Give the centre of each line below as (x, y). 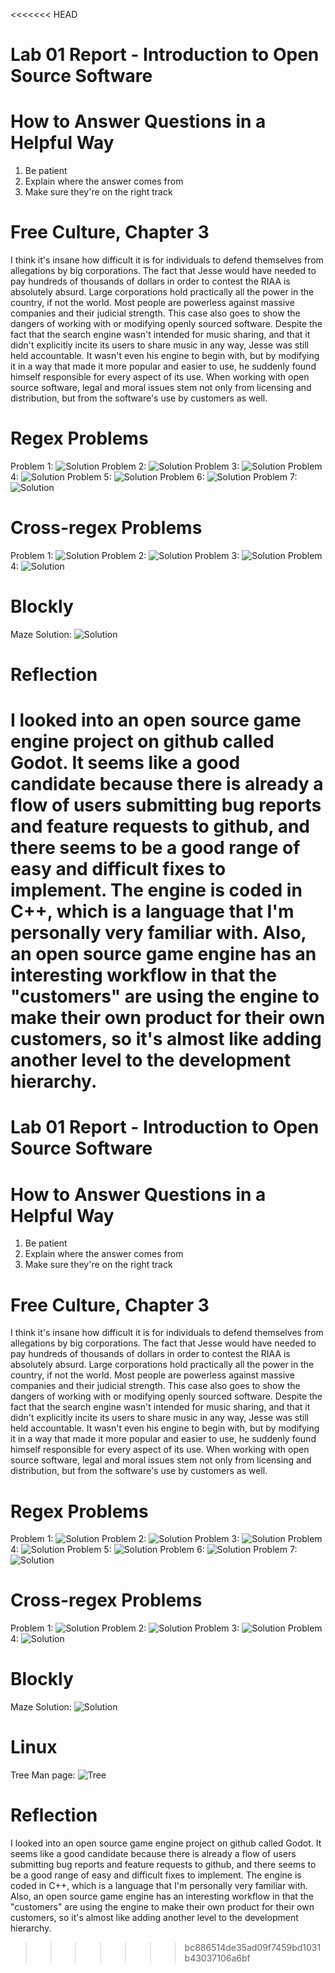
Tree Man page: (43, 1775)
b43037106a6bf (217, 1958)
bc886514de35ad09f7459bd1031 (253, 1947)
